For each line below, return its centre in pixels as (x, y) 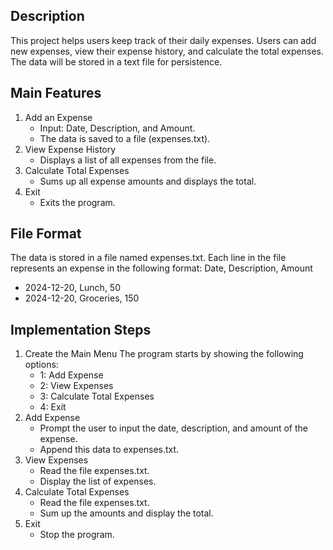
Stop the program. (77, 535)
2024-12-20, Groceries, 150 (82, 298)
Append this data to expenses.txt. (109, 450)
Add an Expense (58, 117)
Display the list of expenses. (98, 481)
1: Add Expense (71, 375)
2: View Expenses (76, 386)
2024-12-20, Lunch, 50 (73, 288)
